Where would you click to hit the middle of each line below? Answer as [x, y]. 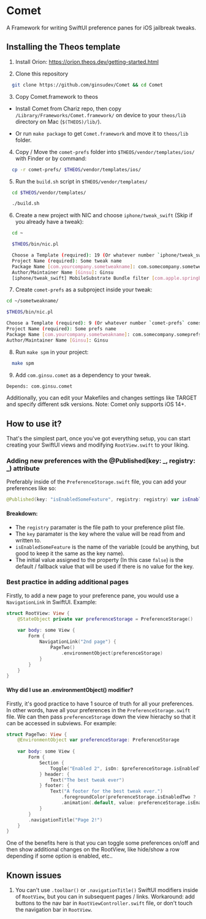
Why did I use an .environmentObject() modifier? [70, 690]
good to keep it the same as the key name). [70, 553]
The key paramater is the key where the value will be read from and [100, 534]
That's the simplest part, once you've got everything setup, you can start [98, 439]
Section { [51, 763]
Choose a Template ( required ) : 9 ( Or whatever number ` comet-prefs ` [96, 323]
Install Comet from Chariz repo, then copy [68, 109]
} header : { [54, 774]
